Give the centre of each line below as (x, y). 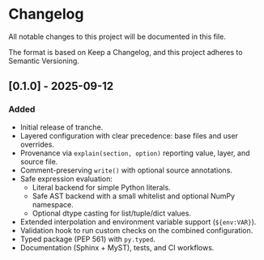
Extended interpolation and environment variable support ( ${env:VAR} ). (138, 222)
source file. (39, 161)
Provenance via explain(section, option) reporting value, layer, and (135, 153)
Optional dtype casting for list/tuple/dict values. (112, 213)
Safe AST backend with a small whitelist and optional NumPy (134, 196)
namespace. (53, 204)
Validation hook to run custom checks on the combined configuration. (136, 230)
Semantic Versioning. (44, 61)
